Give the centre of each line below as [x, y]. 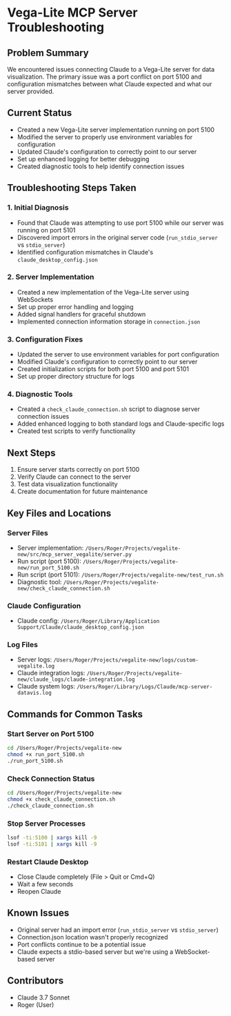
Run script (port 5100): [49, 561]
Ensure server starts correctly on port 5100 [78, 470]
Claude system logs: [46, 686]
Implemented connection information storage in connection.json [109, 321]
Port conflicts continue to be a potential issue [81, 944]
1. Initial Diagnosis [38, 208]
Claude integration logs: [51, 673]
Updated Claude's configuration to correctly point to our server [107, 151]
